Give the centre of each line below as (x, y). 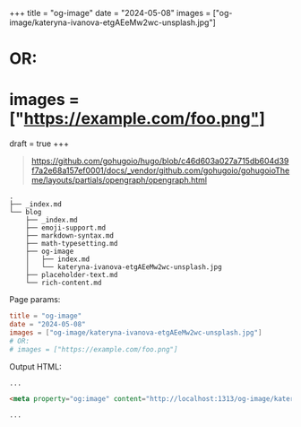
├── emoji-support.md (65, 228)
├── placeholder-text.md (72, 275)
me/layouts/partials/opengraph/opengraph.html (119, 180)
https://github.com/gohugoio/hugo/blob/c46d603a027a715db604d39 (160, 161)
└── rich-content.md (64, 283)
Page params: (35, 300)
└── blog (26, 213)
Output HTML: (35, 366)
